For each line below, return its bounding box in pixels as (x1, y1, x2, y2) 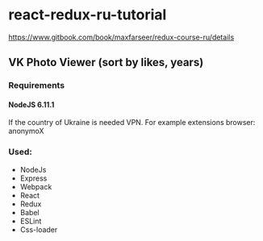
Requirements (8, 80, 65, 91)
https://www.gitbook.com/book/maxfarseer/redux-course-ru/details (8, 32, 235, 42)
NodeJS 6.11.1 (8, 99, 55, 110)
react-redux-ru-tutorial (8, 6, 167, 24)
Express (19, 173, 48, 183)
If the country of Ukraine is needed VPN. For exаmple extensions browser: (8, 118, 256, 127)
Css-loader (19, 224, 58, 235)
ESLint (19, 216, 42, 226)
